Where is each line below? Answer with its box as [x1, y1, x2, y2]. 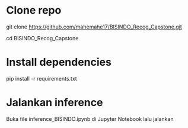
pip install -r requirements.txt [6, 75, 77, 82]
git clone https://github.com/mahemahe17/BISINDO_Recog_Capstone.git [6, 23, 182, 30]
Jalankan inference [6, 96, 103, 110]
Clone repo [6, 4, 62, 17]
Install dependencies [6, 56, 111, 69]
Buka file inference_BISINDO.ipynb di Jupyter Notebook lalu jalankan [6, 115, 174, 122]
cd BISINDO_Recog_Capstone [6, 34, 79, 41]
